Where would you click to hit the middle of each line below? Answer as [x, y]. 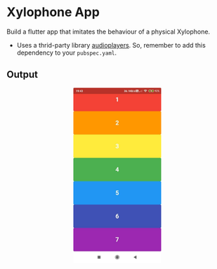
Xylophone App [53, 12]
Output [22, 75]
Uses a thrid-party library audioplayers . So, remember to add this [111, 45]
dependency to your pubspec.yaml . [67, 53]
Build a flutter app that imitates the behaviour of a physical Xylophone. [108, 32]
